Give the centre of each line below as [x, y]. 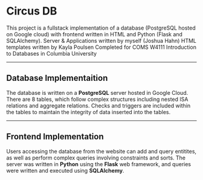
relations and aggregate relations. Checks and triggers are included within [98, 105]
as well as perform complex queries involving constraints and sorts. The [96, 158]
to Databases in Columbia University [52, 53]
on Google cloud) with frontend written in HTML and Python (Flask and [95, 34]
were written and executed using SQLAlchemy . [65, 170]
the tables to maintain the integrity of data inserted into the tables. [89, 112]
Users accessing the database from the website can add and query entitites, [101, 151]
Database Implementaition [57, 78]
